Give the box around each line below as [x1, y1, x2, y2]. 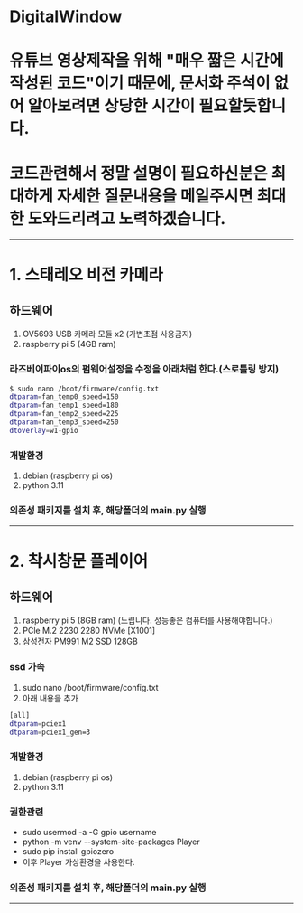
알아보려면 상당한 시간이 [27, 96, 196, 117]
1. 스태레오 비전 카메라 [9, 264, 164, 285]
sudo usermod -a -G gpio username [22, 826, 157, 837]
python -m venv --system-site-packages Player [22, 836, 200, 847]
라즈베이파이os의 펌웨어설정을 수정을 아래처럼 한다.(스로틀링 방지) [9, 363, 280, 376]
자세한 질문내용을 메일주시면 [56, 185, 254, 206]
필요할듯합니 [197, 96, 287, 117]
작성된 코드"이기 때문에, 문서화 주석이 [9, 73, 271, 94]
